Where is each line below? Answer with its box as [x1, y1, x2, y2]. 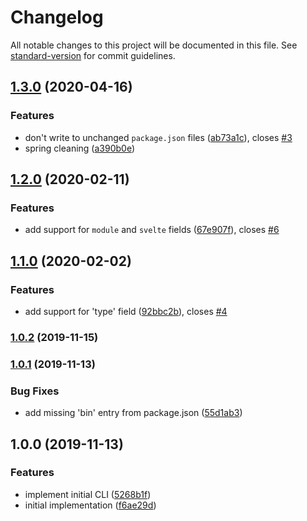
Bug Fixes [10, 384, 60, 398]
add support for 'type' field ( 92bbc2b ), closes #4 [24, 306, 228, 317]
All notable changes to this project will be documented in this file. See [10, 39, 298, 51]
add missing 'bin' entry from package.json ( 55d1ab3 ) [24, 407, 243, 419]
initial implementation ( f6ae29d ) [24, 499, 157, 511]
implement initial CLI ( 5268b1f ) [24, 488, 152, 500]
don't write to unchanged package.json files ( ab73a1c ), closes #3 [24, 131, 293, 143]
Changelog [10, 6, 104, 29]
